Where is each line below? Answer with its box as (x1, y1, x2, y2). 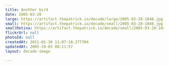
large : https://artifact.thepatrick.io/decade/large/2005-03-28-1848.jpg (5, 16, 163, 21)
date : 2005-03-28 (5, 12, 42, 17)
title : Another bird (5, 7, 49, 12)
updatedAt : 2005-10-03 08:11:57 (5, 44, 73, 49)
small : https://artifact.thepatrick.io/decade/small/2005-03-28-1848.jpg (5, 21, 163, 26)
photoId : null (5, 35, 35, 40)
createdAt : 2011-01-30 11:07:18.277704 (5, 40, 89, 45)
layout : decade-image (5, 49, 51, 54)
